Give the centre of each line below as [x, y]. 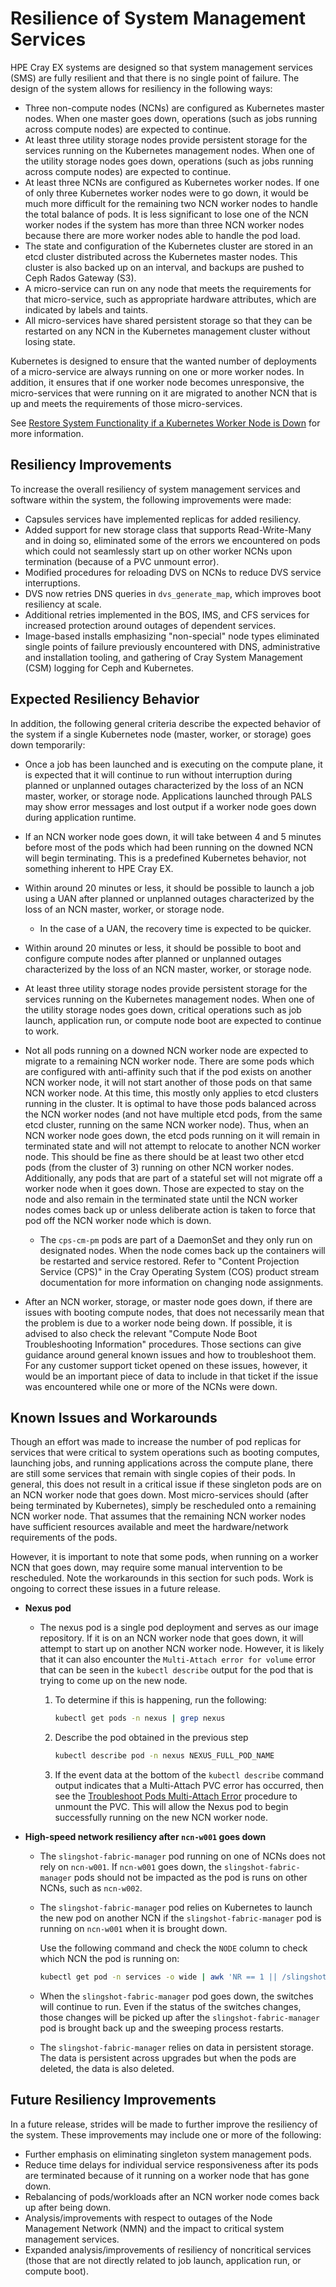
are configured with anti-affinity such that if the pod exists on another [168, 1071]
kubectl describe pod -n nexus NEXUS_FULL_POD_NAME [164, 1756]
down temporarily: [48, 744]
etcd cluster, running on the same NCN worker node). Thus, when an [166, 1124]
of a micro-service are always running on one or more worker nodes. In [157, 371]
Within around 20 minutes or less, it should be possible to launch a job [169, 888]
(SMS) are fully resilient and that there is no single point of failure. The [155, 78]
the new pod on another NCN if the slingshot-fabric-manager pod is [180, 1918]
